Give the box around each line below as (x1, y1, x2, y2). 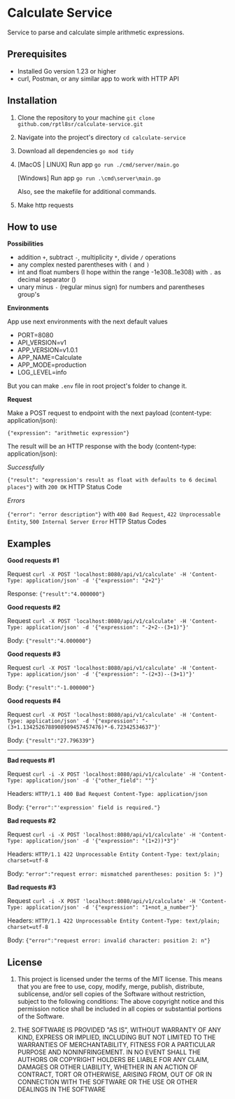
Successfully (7, 463, 45, 472)
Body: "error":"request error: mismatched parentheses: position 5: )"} (7, 869, 224, 878)
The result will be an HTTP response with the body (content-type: (7, 442, 197, 451)
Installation (7, 94, 57, 106)
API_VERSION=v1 (17, 338, 66, 347)
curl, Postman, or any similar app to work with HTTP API (17, 74, 180, 83)
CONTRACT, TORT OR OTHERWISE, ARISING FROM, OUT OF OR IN (17, 1070, 212, 1079)
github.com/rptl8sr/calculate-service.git (17, 120, 143, 127)
